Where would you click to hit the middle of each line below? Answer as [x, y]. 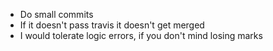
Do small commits [56, 14]
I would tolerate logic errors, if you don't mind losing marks [141, 35]
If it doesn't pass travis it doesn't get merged [112, 25]
